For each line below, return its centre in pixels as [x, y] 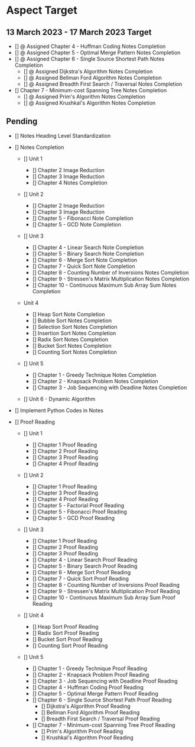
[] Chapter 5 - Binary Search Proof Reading [85, 566]
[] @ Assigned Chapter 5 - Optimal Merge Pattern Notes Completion [97, 53]
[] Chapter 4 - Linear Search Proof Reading [85, 560]
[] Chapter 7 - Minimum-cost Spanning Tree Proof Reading [104, 725]
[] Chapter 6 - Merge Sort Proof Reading [82, 572]
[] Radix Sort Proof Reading [66, 633]
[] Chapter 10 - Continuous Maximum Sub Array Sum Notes [104, 285]
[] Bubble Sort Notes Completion [72, 321]
